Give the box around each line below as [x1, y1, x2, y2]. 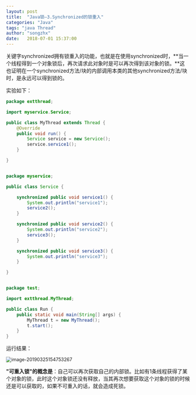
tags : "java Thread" [6, 25, 57, 31]
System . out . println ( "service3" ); [27, 253, 108, 259]
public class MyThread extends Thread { [6, 119, 106, 126]
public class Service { [6, 184, 64, 190]
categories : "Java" [6, 19, 54, 25]
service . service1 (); [27, 142, 77, 147]
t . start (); [27, 322, 54, 328]
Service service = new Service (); [27, 136, 111, 142]
